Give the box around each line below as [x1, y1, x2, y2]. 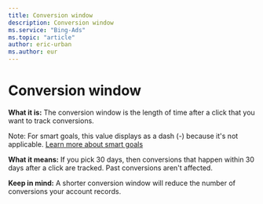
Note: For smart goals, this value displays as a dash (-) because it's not [8, 131, 239, 140]
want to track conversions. [8, 115, 94, 126]
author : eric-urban [8, 41, 72, 49]
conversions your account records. [8, 186, 122, 196]
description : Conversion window [8, 19, 114, 27]
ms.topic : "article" [8, 33, 76, 42]
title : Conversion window [8, 11, 93, 20]
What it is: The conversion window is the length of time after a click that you [8, 107, 255, 117]
